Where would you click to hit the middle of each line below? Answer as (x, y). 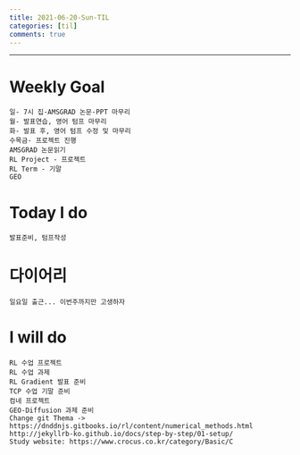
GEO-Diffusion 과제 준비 (52, 411)
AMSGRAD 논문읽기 (38, 150)
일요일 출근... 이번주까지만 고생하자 (67, 302)
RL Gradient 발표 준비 (48, 382)
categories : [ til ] (43, 26)
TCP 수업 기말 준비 (40, 392)
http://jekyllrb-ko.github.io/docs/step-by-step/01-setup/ (121, 434)
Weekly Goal (57, 87)
